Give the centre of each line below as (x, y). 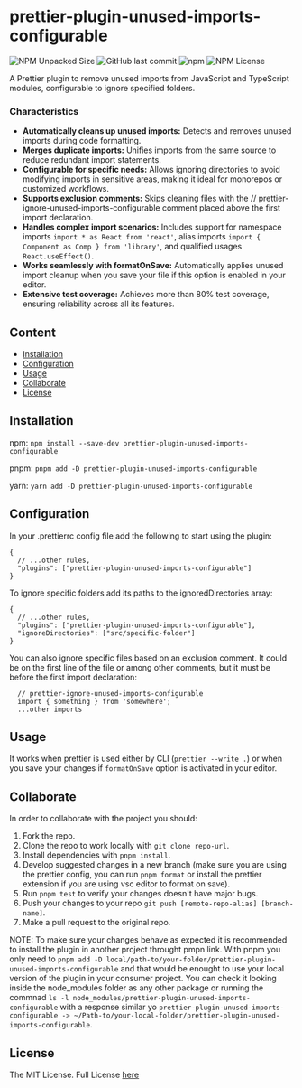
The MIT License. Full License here (74, 1075)
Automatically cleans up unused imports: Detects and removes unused (157, 131)
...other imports (50, 709)
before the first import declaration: (73, 677)
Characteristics (44, 111)
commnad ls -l (39, 998)
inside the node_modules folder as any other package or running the (137, 988)
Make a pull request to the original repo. (96, 923)
